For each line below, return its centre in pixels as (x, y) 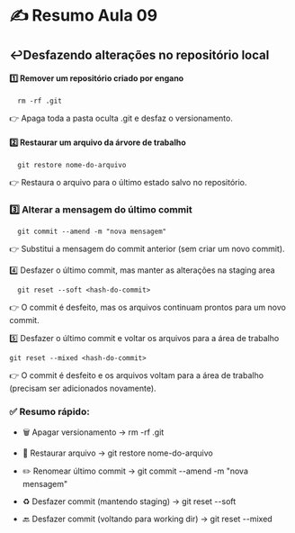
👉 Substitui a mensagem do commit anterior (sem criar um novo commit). (147, 249)
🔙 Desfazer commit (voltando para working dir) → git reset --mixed (147, 519)
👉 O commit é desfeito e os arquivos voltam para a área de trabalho (136, 375)
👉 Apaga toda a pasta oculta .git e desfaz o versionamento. (121, 118)
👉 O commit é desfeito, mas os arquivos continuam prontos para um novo (147, 307)
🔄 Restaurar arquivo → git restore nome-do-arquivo (117, 453)
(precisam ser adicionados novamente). (83, 388)
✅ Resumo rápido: (49, 411)
